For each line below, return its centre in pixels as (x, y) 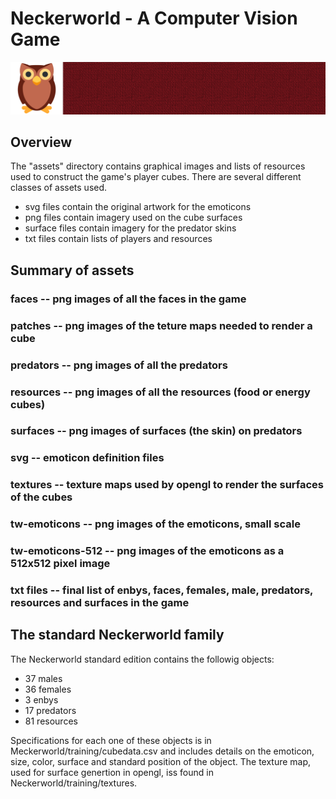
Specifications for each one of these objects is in (111, 740)
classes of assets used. (59, 188)
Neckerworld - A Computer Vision (154, 18)
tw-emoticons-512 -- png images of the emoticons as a (147, 551)
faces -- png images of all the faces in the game (128, 299)
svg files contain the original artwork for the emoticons (138, 207)
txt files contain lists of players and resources (118, 239)
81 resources (51, 721)
